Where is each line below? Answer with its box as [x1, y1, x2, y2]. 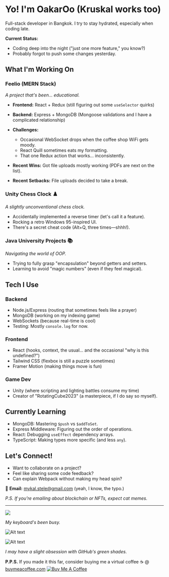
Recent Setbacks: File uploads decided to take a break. [12, 177, 128, 183]
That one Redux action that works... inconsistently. [20, 153, 125, 159]
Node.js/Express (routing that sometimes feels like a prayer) [12, 307, 137, 313]
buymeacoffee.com [5, 566, 46, 572]
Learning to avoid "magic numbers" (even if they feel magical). [12, 266, 143, 272]
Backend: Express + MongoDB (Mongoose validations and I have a [12, 111, 152, 117]
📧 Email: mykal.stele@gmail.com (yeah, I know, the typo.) [5, 486, 124, 492]
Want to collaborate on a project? [12, 465, 81, 471]
